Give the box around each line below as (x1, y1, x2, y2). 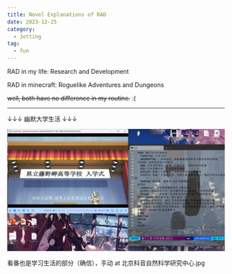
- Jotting (13, 33, 41, 40)
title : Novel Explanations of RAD (7, 11, 107, 18)
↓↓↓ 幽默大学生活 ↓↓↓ (7, 115, 77, 123)
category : (7, 26, 36, 32)
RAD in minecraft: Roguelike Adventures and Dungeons (7, 81, 164, 89)
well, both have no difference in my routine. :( (7, 94, 136, 102)
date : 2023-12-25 (7, 18, 57, 26)
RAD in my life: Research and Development (7, 68, 129, 75)
